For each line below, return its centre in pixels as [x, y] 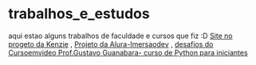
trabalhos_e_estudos [79, 14]
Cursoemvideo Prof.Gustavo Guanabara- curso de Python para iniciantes [128, 52]
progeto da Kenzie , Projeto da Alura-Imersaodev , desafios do [111, 44]
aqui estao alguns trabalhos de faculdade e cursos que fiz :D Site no [120, 36]
